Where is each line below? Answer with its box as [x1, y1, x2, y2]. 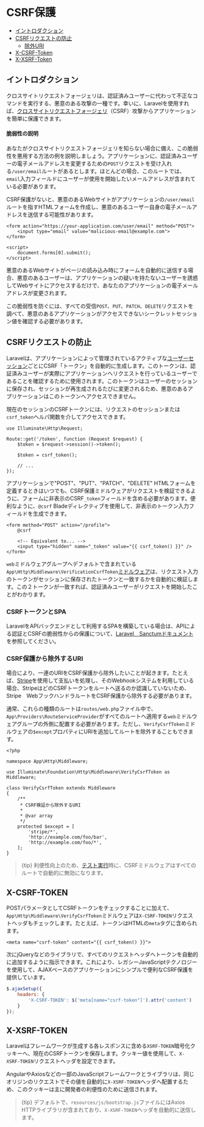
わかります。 [16, 591, 49, 598]
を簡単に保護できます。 [6, 115, 65, 122]
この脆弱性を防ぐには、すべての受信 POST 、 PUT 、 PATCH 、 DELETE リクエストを [6, 302, 194, 310]
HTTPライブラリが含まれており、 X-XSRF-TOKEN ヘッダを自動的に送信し [21, 1106, 196, 1114]
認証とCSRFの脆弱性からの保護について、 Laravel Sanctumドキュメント [11, 630, 194, 638]
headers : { [17, 992, 45, 998]
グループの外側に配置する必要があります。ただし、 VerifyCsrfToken [16, 720, 185, 728]
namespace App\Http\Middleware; [6, 758, 88, 765]
